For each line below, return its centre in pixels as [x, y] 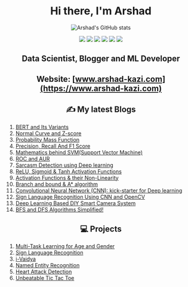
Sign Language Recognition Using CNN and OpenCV [80, 197]
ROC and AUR [33, 158]
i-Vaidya [26, 259]
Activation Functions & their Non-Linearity [67, 178]
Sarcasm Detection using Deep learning [64, 165]
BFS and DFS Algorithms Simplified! [59, 209]
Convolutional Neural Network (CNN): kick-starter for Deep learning [99, 190]
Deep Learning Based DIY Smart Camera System [75, 203]
